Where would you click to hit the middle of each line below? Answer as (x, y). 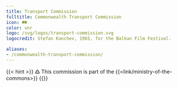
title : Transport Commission (42, 11)
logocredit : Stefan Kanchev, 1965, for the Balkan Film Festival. (89, 39)
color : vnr (19, 28)
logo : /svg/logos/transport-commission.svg (60, 33)
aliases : (17, 49)
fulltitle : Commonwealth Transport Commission (64, 17)
